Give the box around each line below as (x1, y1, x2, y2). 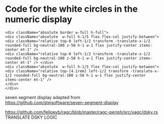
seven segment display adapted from (5, 94, 81, 100)
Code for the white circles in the (5, 3, 138, 15)
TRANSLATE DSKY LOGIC (5, 114, 57, 120)
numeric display (5, 14, 73, 25)
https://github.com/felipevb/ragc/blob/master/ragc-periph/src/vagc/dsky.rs (5, 109, 158, 115)
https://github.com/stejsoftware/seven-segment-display (5, 99, 119, 105)
